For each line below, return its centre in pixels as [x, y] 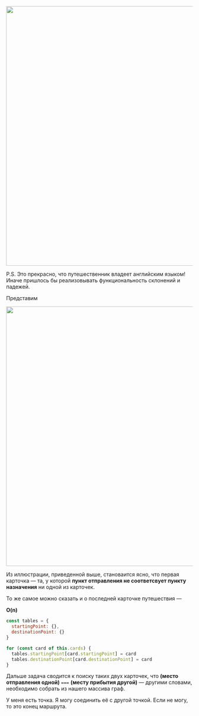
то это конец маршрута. [36, 707]
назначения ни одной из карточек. [50, 587]
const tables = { [28, 621]
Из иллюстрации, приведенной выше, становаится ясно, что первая [93, 575]
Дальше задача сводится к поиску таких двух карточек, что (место [92, 676]
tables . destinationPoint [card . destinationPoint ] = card [82, 659]
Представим [22, 298]
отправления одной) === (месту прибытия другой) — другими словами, [99, 682]
